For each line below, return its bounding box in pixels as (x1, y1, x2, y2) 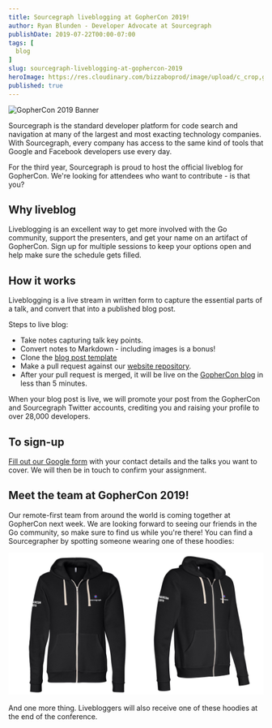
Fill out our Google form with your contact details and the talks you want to (8, 457, 257, 467)
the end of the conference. (8, 711, 98, 722)
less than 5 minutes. (19, 378, 87, 389)
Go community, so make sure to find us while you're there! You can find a (8, 528, 253, 537)
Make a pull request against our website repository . (19, 361, 192, 371)
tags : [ (8, 39, 35, 47)
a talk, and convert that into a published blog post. (8, 304, 176, 314)
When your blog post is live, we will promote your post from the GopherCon (8, 394, 261, 404)
